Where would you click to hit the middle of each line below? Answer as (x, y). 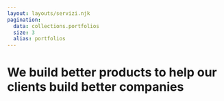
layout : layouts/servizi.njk (49, 13)
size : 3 (24, 32)
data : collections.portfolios (56, 26)
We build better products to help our (112, 73)
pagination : (24, 20)
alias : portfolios (40, 39)
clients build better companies (96, 87)
